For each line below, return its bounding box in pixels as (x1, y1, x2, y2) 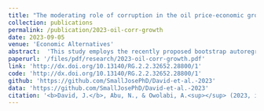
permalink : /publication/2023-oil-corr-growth (8, 26, 163, 34)
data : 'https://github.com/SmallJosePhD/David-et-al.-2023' (8, 84, 210, 92)
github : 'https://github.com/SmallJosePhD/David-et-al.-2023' (8, 77, 216, 84)
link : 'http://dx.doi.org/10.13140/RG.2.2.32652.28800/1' (8, 63, 202, 70)
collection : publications (8, 19, 93, 27)
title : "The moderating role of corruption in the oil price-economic (8, 11, 244, 20)
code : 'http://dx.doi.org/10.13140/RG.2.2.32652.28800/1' (8, 70, 202, 77)
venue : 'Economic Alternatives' (8, 41, 114, 48)
